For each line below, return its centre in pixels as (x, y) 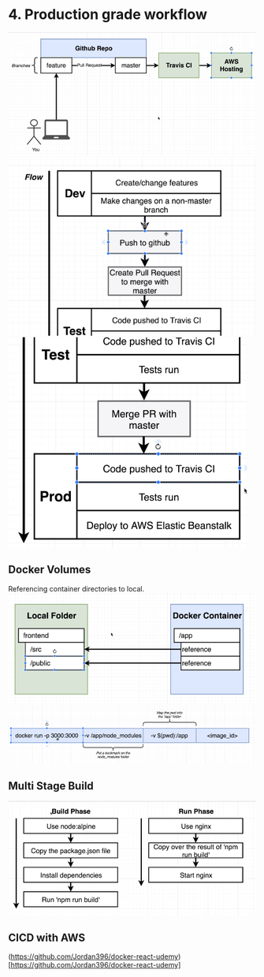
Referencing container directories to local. (76, 588)
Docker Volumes (50, 570)
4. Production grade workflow (108, 15)
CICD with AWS (47, 937)
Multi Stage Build (51, 786)
